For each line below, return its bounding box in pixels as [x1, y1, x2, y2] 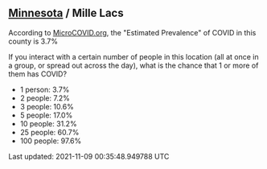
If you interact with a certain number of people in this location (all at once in [8, 52, 259, 61]
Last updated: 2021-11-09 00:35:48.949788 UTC [8, 151, 170, 161]
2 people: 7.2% [19, 93, 70, 103]
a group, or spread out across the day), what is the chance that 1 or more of [8, 60, 259, 70]
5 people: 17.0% [19, 110, 73, 120]
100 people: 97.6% [19, 136, 82, 146]
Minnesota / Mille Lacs [8, 6, 124, 20]
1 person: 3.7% [19, 84, 70, 94]
